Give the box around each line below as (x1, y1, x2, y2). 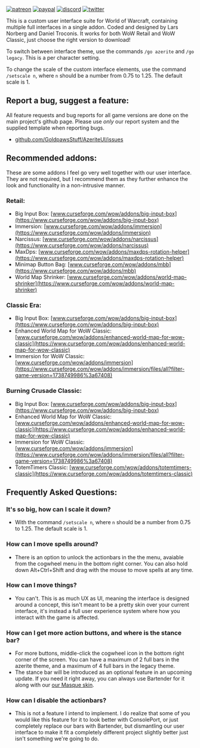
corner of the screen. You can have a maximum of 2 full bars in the (14, 656, 180, 663)
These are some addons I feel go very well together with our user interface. (6, 169, 192, 176)
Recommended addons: (6, 153, 97, 164)
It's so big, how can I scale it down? (6, 505, 112, 513)
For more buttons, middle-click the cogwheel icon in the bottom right (14, 650, 184, 657)
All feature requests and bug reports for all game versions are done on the (6, 111, 189, 119)
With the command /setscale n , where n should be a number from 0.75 (14, 519, 191, 526)
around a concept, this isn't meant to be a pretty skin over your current (14, 601, 189, 608)
